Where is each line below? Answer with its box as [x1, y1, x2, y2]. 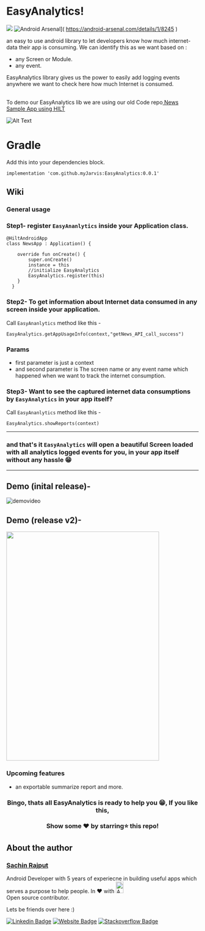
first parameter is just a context [15, 359, 95, 367]
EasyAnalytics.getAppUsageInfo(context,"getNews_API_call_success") [6, 331, 184, 337]
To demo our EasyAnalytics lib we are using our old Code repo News [6, 98, 179, 106]
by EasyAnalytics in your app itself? [6, 395, 113, 403]
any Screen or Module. [15, 55, 73, 62]
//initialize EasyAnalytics [28, 268, 99, 274]
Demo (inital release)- [6, 481, 91, 492]
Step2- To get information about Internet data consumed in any [6, 298, 198, 306]
